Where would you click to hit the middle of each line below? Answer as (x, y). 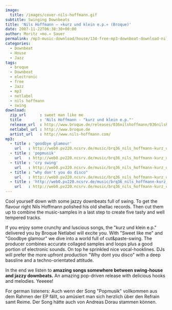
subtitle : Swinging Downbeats (38, 20)
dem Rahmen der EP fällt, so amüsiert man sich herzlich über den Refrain (82, 296)
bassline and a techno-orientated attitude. (50, 260)
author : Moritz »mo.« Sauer (35, 34)
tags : (11, 63)
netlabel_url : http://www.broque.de (50, 129)
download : (16, 110)
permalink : (17, 39)
